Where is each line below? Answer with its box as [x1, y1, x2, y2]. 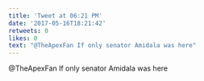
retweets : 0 [8, 26, 48, 34]
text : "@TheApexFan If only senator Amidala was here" [8, 42, 197, 50]
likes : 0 [8, 34, 38, 43]
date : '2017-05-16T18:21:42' [8, 19, 106, 27]
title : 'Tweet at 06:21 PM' [8, 11, 103, 20]
